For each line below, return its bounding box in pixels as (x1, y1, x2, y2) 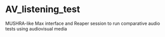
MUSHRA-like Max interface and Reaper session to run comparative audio (5, 20, 160, 26)
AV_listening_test (5, 4, 80, 15)
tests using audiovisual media (5, 25, 68, 31)
